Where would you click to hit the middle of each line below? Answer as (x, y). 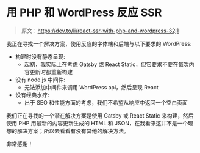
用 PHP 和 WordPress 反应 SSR (84, 13)
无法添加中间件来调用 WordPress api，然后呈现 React (91, 87)
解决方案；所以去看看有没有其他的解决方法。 (73, 131)
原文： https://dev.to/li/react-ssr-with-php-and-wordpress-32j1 (100, 31)
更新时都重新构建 (51, 72)
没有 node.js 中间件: (40, 80)
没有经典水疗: (32, 95)
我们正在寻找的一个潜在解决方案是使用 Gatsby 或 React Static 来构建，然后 (100, 115)
